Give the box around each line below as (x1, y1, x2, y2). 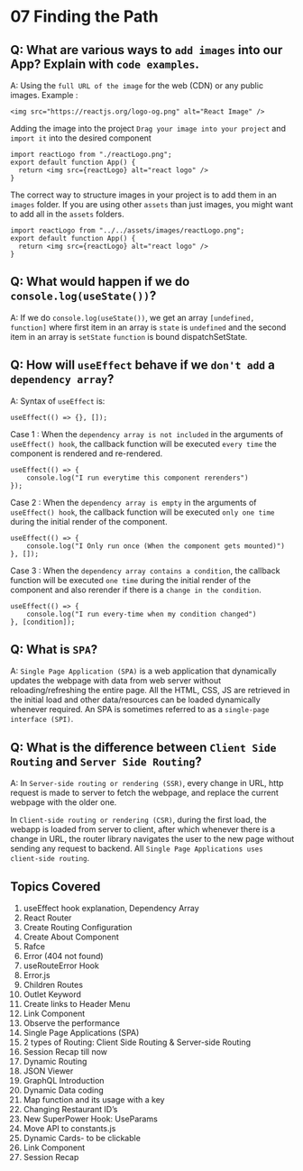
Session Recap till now (23, 1047, 107, 1057)
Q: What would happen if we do (10, 274, 190, 289)
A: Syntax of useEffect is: (10, 395, 106, 407)
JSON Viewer (23, 1066, 74, 1076)
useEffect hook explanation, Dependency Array (23, 903, 199, 914)
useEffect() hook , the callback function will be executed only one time (10, 507, 275, 517)
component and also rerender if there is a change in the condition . (10, 584, 262, 595)
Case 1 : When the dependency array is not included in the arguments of (10, 428, 283, 439)
